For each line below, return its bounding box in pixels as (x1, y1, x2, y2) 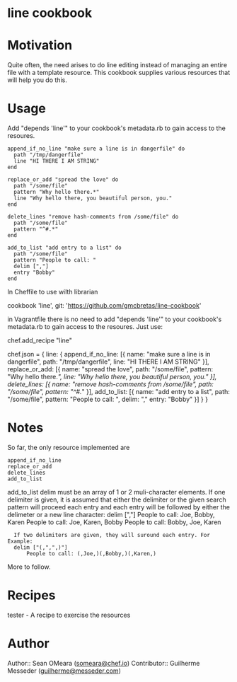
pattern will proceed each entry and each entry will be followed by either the (7, 503, 230, 511)
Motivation (7, 37, 73, 54)
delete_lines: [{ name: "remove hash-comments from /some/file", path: (7, 380, 214, 388)
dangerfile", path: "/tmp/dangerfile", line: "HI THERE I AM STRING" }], (7, 357, 210, 366)
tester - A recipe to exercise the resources (7, 611, 131, 619)
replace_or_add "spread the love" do (7, 176, 119, 183)
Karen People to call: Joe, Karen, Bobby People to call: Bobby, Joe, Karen (7, 518, 221, 526)
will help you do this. (7, 76, 67, 84)
